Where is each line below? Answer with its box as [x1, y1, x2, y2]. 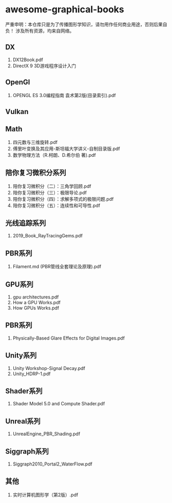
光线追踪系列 [5, 218, 46, 227]
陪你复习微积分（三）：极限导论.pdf [12, 189, 87, 196]
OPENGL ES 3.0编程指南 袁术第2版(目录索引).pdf [12, 92, 116, 98]
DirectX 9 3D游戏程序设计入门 [12, 63, 76, 69]
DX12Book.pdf [12, 57, 44, 63]
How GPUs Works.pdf [12, 305, 60, 311]
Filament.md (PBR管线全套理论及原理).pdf [12, 264, 102, 270]
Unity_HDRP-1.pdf [12, 370, 51, 377]
